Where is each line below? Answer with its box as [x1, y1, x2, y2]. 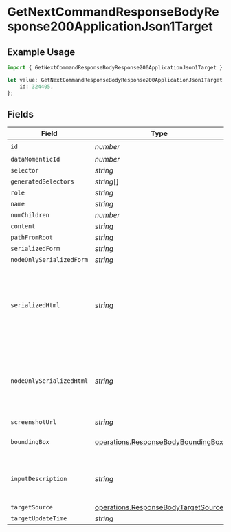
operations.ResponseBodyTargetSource [95, 502, 224, 512]
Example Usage [7, 46, 76, 58]
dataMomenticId [10, 155, 60, 164]
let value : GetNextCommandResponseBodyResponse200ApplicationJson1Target [7, 76, 223, 83]
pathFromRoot [10, 234, 54, 241]
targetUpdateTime [10, 515, 67, 522]
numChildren [10, 211, 50, 219]
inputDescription [10, 475, 67, 483]
